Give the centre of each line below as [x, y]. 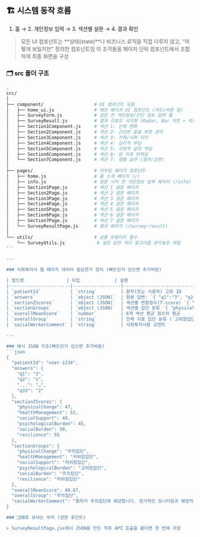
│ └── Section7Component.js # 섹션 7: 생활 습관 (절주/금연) [85, 160]
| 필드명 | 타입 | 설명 [67, 281]
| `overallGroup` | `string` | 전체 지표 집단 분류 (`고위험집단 [101, 319]
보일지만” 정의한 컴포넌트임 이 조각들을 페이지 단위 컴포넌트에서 [105, 49]
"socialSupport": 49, [43, 419]
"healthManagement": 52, [48, 413]
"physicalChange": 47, [45, 407]
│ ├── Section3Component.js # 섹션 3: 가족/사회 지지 [77, 138]
